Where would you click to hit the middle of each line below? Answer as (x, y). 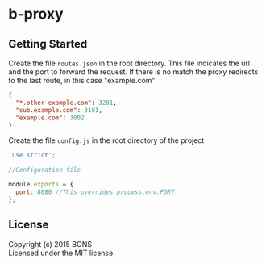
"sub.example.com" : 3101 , (59, 110)
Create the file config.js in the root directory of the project (106, 140)
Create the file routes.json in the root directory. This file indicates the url (129, 63)
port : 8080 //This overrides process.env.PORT (95, 192)
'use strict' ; (32, 155)
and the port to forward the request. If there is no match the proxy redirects (133, 72)
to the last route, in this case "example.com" (82, 80)
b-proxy (36, 14)
